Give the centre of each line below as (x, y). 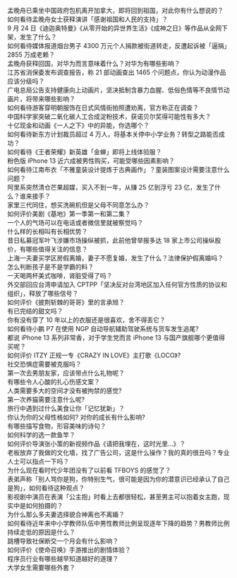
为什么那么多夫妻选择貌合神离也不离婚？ (66, 514)
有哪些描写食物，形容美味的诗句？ (57, 426)
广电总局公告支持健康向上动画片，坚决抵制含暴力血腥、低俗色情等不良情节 (115, 90)
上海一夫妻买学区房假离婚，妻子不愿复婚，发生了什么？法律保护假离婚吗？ (115, 258)
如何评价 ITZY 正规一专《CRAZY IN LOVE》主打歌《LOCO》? (94, 355)
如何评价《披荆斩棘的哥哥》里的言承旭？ (66, 302)
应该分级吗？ (26, 81)
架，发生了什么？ (32, 37)
